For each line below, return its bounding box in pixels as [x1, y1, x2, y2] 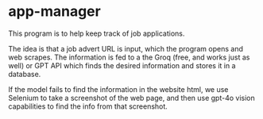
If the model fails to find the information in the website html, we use [8, 84, 229, 94]
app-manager [8, 2, 101, 21]
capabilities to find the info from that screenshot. [8, 102, 168, 111]
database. [8, 69, 41, 79]
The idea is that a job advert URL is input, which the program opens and [8, 44, 244, 53]
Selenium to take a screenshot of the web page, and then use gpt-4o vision [8, 93, 256, 102]
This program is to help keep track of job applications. [8, 29, 185, 38]
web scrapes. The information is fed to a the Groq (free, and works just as [8, 52, 250, 62]
